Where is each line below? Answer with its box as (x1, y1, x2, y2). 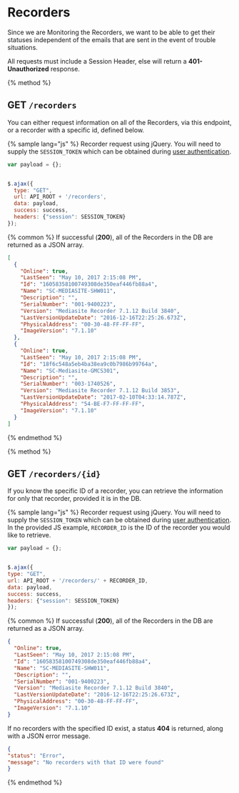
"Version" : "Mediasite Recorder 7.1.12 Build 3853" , (20, 387, 180, 394)
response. (50, 64, 81, 73)
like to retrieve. (7, 531, 51, 539)
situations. (7, 43, 38, 51)
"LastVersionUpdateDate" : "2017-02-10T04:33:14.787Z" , (20, 394, 187, 401)
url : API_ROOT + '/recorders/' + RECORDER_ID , (7, 577, 148, 584)
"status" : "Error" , (7, 752, 66, 759)
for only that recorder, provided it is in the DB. (7, 494, 141, 503)
